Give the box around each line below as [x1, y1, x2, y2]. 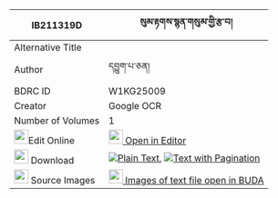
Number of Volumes [14, 114, 100, 126]
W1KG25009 [108, 85, 166, 97]
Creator [14, 100, 47, 112]
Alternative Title [14, 41, 82, 54]
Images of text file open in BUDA [125, 174, 264, 186]
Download [30, 154, 75, 166]
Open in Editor [125, 134, 187, 146]
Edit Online [28, 134, 76, 146]
